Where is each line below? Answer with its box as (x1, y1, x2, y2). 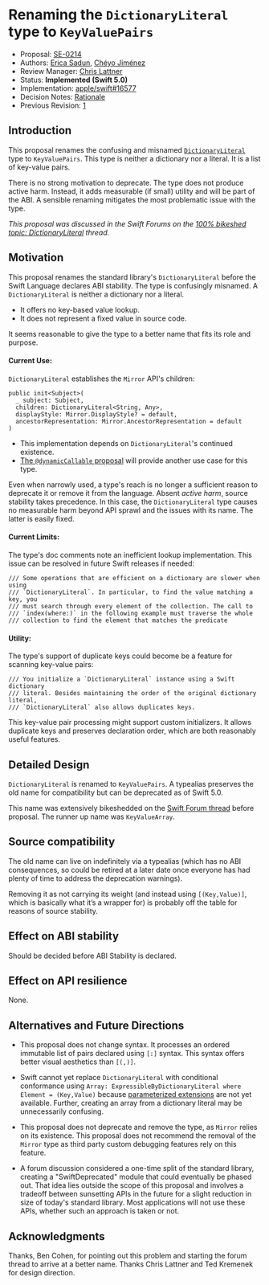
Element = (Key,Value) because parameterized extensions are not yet (19, 1090, 252, 1099)
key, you (8, 595, 38, 604)
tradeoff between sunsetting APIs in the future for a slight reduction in (19, 1189, 252, 1199)
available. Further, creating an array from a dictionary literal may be (19, 1099, 243, 1108)
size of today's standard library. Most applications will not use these (19, 1197, 246, 1207)
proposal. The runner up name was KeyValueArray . (8, 812, 175, 821)
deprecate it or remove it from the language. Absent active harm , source (8, 488, 249, 497)
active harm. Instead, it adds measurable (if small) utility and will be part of (8, 186, 255, 196)
